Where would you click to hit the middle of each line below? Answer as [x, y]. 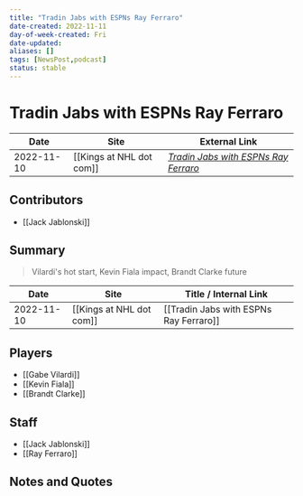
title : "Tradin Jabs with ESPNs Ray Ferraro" [96, 18]
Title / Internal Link [226, 295]
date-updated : [36, 43]
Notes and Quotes [61, 482]
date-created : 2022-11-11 [58, 26]
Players [31, 353]
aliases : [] [32, 51]
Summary [37, 251]
